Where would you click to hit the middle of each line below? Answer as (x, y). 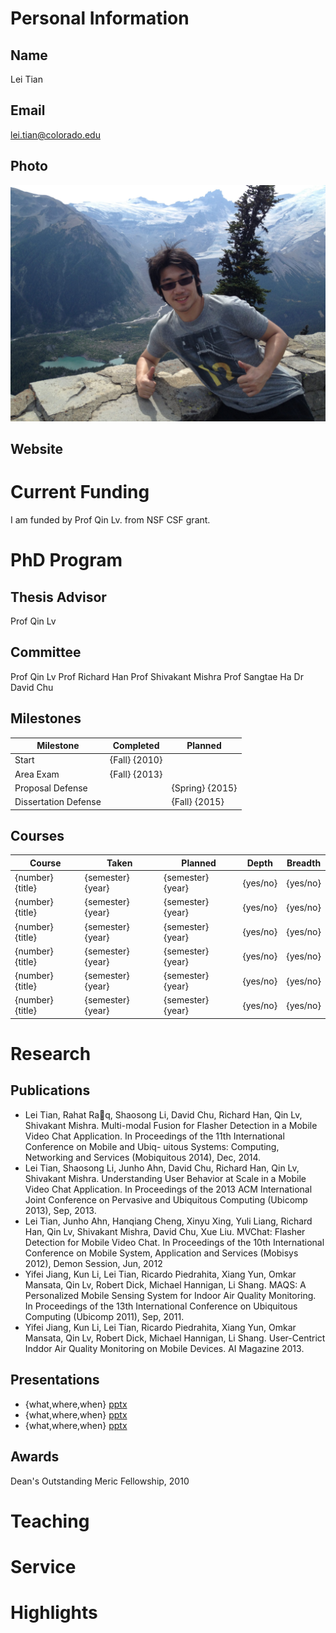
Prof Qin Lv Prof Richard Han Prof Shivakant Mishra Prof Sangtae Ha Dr (157, 676)
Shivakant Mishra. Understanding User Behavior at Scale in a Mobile (165, 1178)
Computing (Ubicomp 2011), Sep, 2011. (104, 1316)
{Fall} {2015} (198, 802)
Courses (37, 835)
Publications (50, 1090)
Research (51, 1054)
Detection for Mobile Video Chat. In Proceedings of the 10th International (174, 1242)
